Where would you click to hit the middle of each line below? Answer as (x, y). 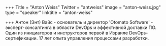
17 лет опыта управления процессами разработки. (94, 38)
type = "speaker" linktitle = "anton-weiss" (49, 12)
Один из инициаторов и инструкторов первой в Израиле (67, 33)
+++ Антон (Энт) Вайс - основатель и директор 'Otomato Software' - (79, 22)
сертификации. (22, 38)
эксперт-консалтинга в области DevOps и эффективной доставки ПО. (81, 27)
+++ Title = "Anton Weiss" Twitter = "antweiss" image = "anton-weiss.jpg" (83, 7)
